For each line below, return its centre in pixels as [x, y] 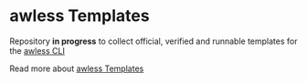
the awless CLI [37, 50]
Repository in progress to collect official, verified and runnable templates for [153, 41]
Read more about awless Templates [77, 68]
